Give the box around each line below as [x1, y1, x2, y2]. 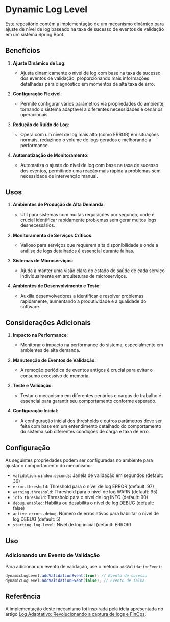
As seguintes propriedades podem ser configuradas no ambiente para [5, 457, 153, 463]
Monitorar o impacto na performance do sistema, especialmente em [20, 342, 163, 348]
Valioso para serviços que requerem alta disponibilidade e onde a [20, 242, 158, 248]
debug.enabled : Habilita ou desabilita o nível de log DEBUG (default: [12, 500, 154, 506]
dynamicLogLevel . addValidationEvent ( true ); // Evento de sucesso [5, 573, 147, 578]
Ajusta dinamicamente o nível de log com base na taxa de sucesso [20, 70, 161, 76]
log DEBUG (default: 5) [12, 516, 61, 522]
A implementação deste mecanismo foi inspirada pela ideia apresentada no [5, 606, 163, 612]
